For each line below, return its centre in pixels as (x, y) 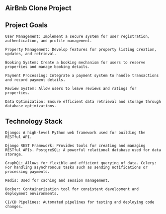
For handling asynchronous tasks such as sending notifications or (77, 168)
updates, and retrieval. (31, 54)
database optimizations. (31, 106)
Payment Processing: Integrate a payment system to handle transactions (82, 76)
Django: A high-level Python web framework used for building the (75, 133)
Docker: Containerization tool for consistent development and (72, 189)
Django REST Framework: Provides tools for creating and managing (75, 146)
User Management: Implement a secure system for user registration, (78, 37)
